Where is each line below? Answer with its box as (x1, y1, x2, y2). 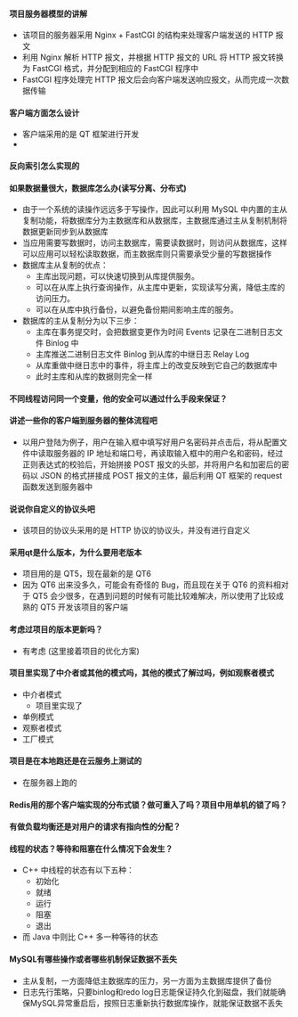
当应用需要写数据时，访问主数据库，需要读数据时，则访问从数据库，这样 (21, 237, 287, 249)
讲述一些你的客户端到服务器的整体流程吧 (9, 415, 157, 426)
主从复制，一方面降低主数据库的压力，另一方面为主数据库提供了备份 (21, 975, 272, 986)
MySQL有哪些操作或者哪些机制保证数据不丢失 (9, 954, 178, 964)
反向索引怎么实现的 (9, 160, 80, 171)
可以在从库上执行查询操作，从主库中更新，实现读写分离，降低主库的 (35, 282, 286, 293)
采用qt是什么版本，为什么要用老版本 (9, 546, 142, 557)
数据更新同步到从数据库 (21, 226, 109, 237)
